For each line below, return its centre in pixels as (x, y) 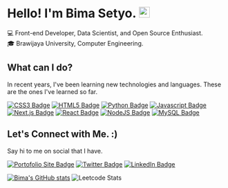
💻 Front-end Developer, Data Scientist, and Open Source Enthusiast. (105, 32)
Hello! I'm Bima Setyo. (72, 13)
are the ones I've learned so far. (53, 91)
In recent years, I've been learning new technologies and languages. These (114, 84)
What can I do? (40, 68)
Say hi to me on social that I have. (55, 151)
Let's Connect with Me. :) (63, 134)
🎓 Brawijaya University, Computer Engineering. (75, 43)
